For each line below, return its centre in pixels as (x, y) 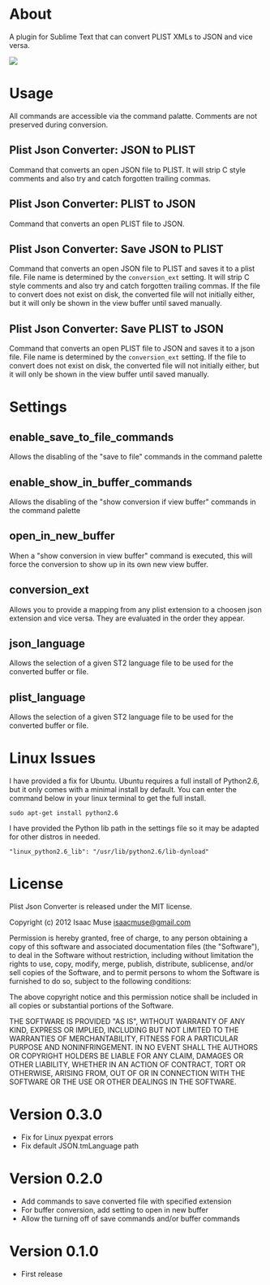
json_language (47, 643)
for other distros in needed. (55, 837)
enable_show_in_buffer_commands (101, 482)
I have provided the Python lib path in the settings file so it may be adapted (134, 828)
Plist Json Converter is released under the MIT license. (101, 907)
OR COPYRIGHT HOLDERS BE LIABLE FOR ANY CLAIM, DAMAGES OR (126, 1056)
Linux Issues (53, 758)
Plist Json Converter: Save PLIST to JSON (116, 329)
